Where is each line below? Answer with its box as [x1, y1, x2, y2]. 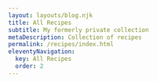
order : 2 [15, 62, 44, 70]
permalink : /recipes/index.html [8, 41, 114, 48]
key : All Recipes [15, 55, 72, 63]
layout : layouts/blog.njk [8, 11, 93, 20]
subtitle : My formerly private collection [8, 26, 149, 34]
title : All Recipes [8, 19, 72, 27]
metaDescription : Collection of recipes [8, 33, 143, 41]
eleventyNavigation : [8, 48, 76, 55]
